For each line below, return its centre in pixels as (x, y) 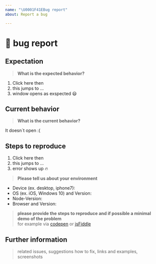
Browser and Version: (34, 204)
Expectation (24, 62)
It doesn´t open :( (23, 131)
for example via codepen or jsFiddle (54, 224)
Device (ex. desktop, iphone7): (44, 188)
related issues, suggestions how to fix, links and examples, (78, 251)
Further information (36, 239)
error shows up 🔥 (30, 168)
